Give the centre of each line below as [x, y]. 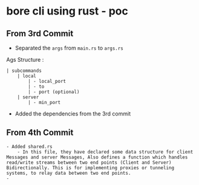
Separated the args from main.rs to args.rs [69, 48]
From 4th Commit [40, 133]
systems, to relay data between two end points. [69, 173]
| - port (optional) [54, 92]
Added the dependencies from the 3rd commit [73, 114]
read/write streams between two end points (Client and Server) [89, 162]
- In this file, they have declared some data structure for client [105, 152]
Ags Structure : [25, 60]
